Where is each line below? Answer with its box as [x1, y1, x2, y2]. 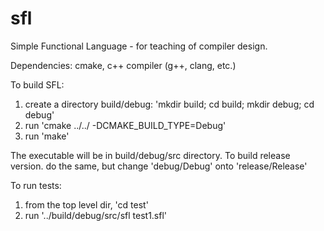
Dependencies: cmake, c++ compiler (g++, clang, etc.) [10, 59, 237, 71]
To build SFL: [10, 78, 65, 91]
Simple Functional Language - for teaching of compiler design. [10, 40, 268, 52]
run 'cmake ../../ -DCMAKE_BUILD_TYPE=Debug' [24, 119, 227, 131]
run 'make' [24, 130, 70, 142]
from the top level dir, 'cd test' [24, 198, 149, 211]
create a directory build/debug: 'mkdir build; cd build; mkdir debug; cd [24, 98, 315, 110]
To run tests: [10, 179, 62, 191]
